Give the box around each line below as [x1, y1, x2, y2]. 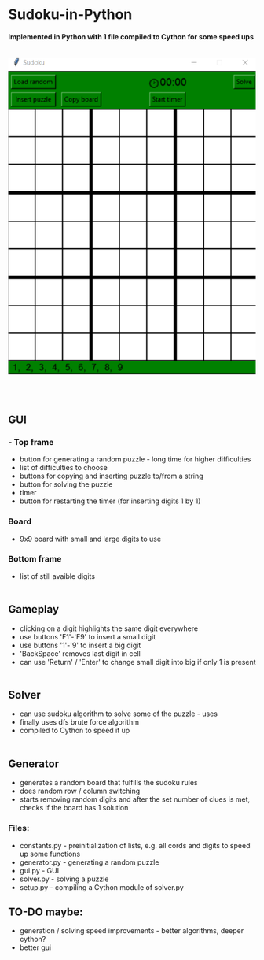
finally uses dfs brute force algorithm [19, 717, 140, 727]
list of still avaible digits [19, 571, 96, 580]
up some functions [19, 849, 81, 858]
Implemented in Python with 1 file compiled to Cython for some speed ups [8, 32, 254, 41]
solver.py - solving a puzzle [19, 874, 109, 884]
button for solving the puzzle [19, 480, 113, 489]
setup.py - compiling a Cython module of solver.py [19, 882, 185, 891]
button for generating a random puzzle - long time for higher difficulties [19, 454, 251, 464]
